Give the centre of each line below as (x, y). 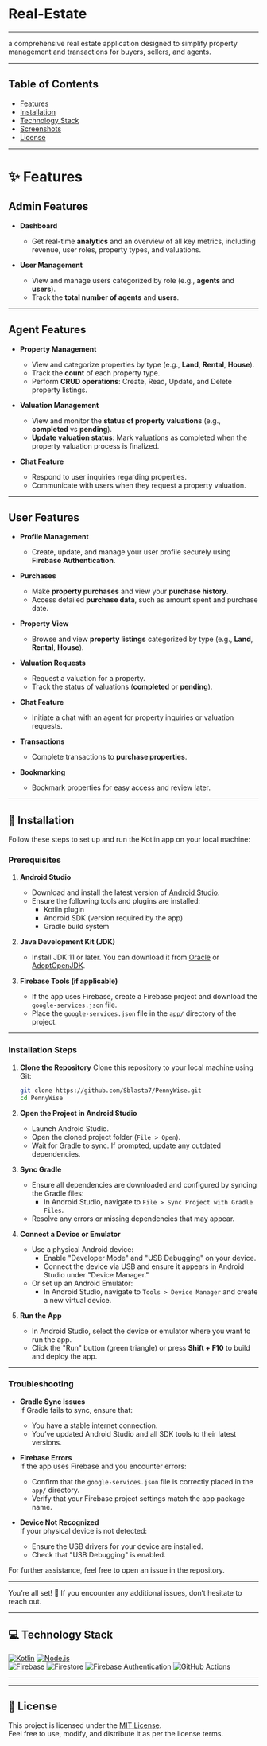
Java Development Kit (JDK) (68, 942)
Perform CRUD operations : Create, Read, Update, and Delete (132, 381)
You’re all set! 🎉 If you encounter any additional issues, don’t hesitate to (125, 1592)
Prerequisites (35, 860)
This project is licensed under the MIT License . (85, 1725)
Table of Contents (54, 84)
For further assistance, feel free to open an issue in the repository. (116, 1570)
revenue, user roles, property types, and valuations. (116, 249)
